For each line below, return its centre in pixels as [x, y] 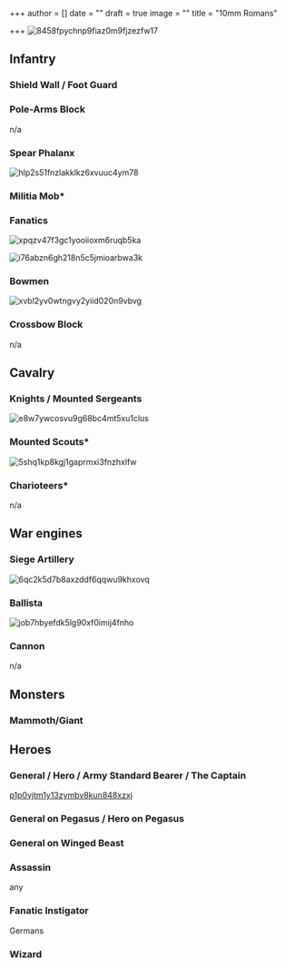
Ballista [26, 603]
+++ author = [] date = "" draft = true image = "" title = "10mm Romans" [143, 13]
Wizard [26, 954]
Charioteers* [39, 485]
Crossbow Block [46, 324]
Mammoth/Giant [46, 720]
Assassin [30, 868]
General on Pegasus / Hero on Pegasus [97, 819]
